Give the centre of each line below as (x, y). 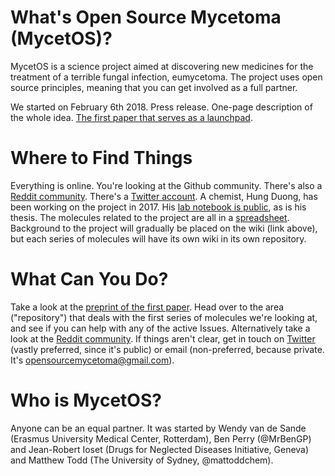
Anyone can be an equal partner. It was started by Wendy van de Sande (158, 428)
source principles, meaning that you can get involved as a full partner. (154, 87)
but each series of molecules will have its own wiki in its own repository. (158, 238)
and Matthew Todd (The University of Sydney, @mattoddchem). (142, 460)
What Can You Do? (89, 279)
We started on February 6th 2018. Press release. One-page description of (161, 107)
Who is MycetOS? (86, 400)
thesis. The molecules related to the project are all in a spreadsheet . (150, 217)
